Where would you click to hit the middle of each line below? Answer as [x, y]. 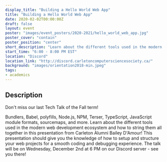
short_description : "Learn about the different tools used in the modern [84, 47]
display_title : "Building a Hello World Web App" [58, 10]
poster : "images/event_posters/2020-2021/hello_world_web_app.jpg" [77, 33]
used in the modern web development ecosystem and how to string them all [83, 127]
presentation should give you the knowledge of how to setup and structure [82, 138]
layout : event [20, 28]
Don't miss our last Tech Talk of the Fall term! [52, 107]
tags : [11, 70]
